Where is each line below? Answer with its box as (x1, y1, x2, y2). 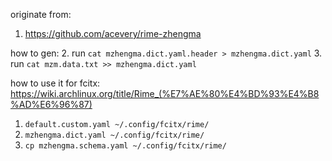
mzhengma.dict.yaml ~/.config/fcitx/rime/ (24, 130, 205, 140)
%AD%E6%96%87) (10, 99, 93, 110)
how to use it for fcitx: (10, 77, 101, 89)
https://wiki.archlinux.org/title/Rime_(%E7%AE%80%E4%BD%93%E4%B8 (10, 88, 320, 99)
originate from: (10, 9, 72, 20)
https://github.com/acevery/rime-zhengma (24, 28, 202, 39)
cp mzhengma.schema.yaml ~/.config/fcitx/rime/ (24, 141, 227, 151)
